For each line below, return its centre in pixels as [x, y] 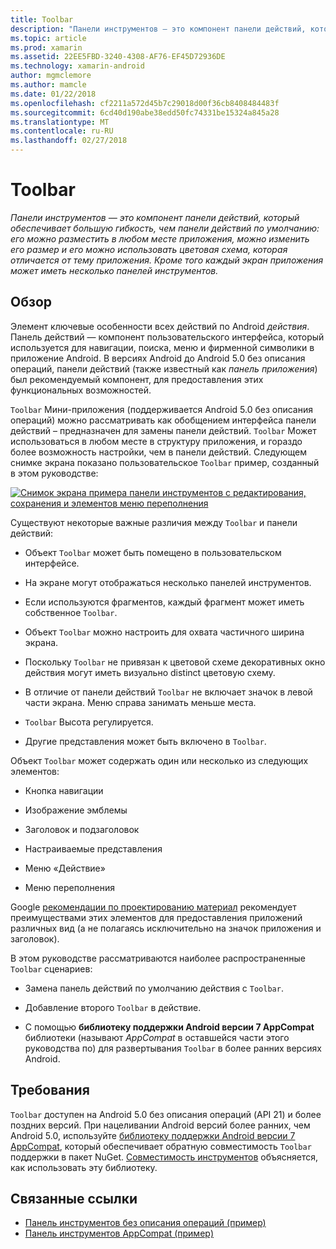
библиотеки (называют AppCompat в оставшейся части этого [157, 1037]
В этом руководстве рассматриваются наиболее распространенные [158, 958]
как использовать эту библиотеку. [84, 1167]
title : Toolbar [42, 19]
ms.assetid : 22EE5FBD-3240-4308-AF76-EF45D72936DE [118, 57]
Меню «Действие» [65, 868]
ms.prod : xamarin [46, 47]
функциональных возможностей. [81, 390]
